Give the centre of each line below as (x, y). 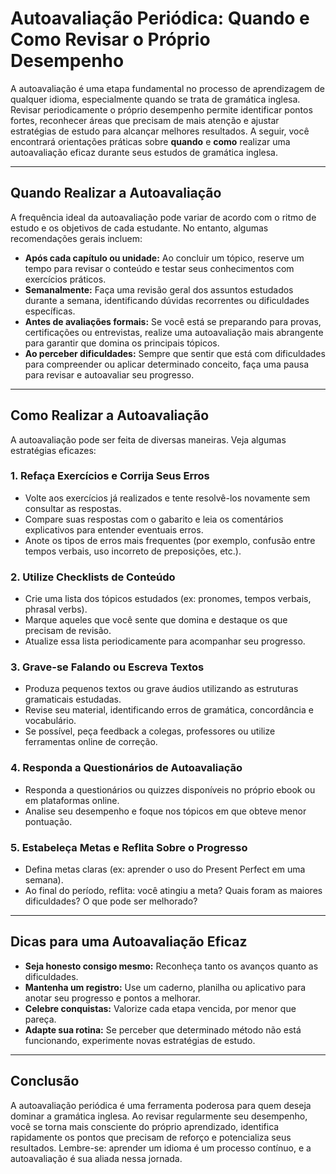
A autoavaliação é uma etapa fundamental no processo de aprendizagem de (168, 88)
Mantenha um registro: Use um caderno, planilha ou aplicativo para (165, 987)
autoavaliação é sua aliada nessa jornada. (96, 1158)
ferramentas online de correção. (91, 742)
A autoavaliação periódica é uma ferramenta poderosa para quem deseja (161, 1105)
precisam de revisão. (68, 631)
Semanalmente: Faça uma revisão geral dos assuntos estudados (159, 289)
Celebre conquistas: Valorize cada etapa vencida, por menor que (160, 1008)
